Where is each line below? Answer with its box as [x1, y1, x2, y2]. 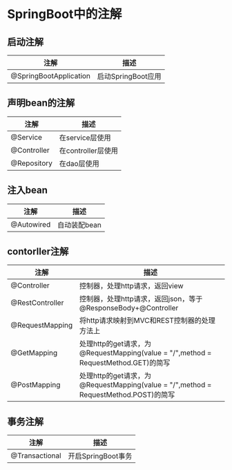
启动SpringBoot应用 [97, 72, 162, 81]
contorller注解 [7, 246, 69, 258]
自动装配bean [57, 220, 101, 229]
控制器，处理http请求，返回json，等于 [79, 294, 203, 304]
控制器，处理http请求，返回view [79, 281, 184, 291]
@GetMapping [10, 348, 58, 358]
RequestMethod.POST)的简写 [79, 390, 175, 399]
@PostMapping [10, 380, 61, 390]
